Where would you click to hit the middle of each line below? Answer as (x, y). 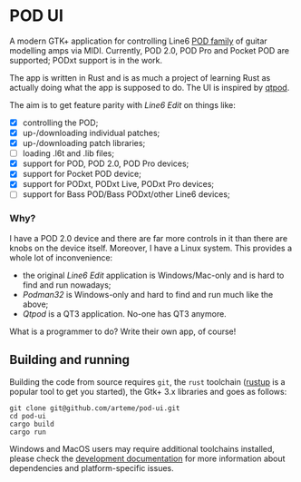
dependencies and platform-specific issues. (92, 467)
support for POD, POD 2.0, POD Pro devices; (106, 163)
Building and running (69, 360)
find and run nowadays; (67, 285)
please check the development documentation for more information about (147, 458)
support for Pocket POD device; (82, 174)
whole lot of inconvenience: (61, 257)
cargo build (32, 424)
